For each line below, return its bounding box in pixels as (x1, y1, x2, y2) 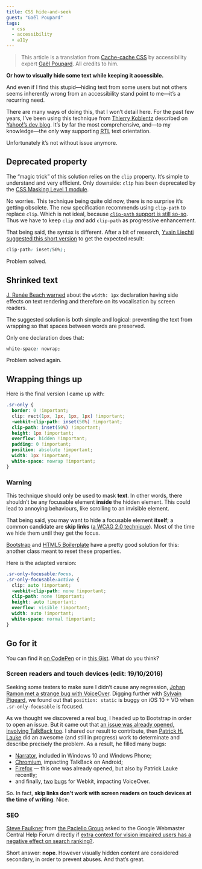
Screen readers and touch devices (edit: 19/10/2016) (6, 670, 163, 678)
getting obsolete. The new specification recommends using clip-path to (6, 203, 186, 211)
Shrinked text (6, 275, 58, 285)
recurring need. (6, 96, 45, 104)
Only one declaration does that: (6, 334, 84, 341)
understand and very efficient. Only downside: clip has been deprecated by (6, 179, 196, 187)
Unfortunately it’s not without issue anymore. (6, 139, 118, 146)
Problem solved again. (6, 357, 62, 364)
